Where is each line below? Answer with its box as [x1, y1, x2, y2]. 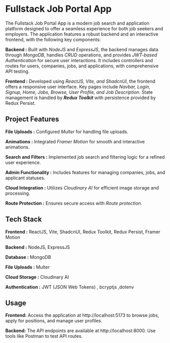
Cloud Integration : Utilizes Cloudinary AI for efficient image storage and [5, 184, 159, 190]
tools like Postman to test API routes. [5, 333, 83, 339]
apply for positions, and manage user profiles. [5, 318, 102, 324]
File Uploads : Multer [5, 264, 50, 270]
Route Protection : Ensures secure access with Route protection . [5, 200, 142, 206]
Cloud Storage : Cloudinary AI [5, 274, 69, 280]
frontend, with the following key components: [5, 36, 101, 43]
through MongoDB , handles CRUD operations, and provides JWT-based [5, 52, 157, 58]
